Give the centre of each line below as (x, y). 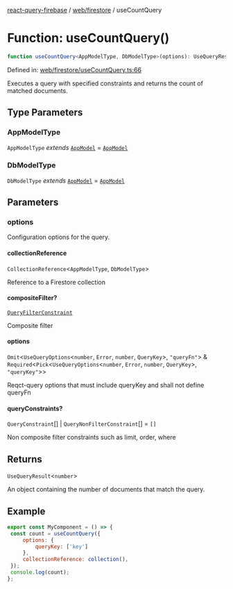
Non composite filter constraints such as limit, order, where (92, 438)
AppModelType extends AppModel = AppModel (68, 147)
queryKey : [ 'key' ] (62, 547)
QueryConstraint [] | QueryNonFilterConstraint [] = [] (82, 424)
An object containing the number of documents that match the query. (106, 490)
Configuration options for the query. (59, 237)
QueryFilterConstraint (40, 313)
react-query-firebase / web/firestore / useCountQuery (85, 10)
